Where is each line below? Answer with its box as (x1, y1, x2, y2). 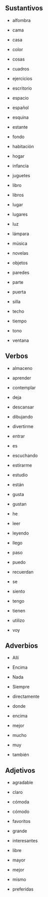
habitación (12, 143, 34, 149)
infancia (12, 163, 29, 169)
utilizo (12, 617, 25, 623)
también (12, 752, 29, 758)
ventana (12, 337, 29, 343)
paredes (12, 269, 30, 275)
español (12, 105, 29, 111)
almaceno (12, 365, 33, 371)
